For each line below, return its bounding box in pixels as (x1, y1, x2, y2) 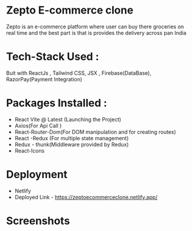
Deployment (6, 168, 68, 181)
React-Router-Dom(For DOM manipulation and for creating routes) (14, 128, 176, 136)
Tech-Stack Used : (6, 50, 99, 64)
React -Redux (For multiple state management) (14, 134, 129, 141)
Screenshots (6, 214, 70, 227)
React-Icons (14, 147, 45, 154)
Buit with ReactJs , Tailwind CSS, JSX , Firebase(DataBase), (6, 69, 152, 77)
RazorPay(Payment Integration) (6, 75, 83, 82)
